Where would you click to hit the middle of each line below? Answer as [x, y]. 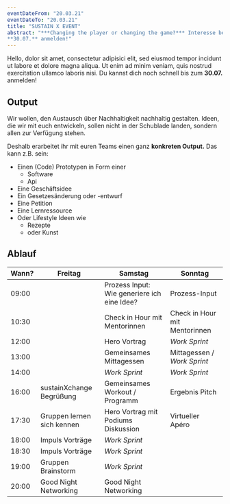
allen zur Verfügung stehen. [46, 133]
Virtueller [185, 416]
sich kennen [60, 424]
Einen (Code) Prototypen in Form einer [72, 167]
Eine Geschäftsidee [44, 189]
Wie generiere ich [133, 293]
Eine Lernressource [44, 211]
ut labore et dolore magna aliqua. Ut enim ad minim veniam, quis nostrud [110, 66]
